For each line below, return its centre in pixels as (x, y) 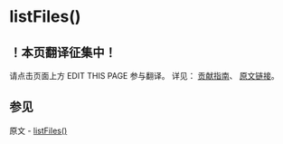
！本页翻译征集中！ (63, 52)
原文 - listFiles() (38, 130)
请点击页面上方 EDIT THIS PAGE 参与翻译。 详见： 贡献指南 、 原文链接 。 (145, 76)
